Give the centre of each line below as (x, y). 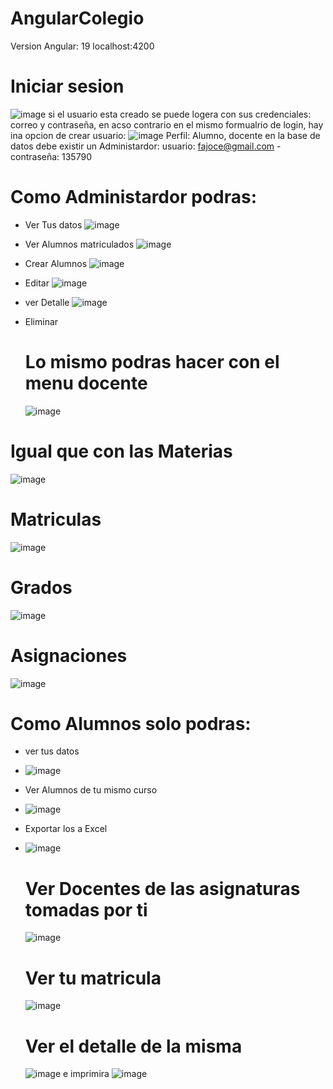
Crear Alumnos (56, 263)
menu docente (86, 383)
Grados (41, 587)
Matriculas (56, 519)
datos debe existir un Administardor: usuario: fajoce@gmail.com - (146, 146)
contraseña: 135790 (51, 156)
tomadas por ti (86, 909)
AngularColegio (77, 18)
